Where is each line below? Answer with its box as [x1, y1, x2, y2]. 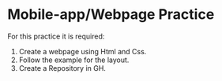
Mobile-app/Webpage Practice [7, 6, 215, 24]
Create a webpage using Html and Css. [18, 46, 147, 56]
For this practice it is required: [7, 31, 105, 41]
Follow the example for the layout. [18, 55, 130, 64]
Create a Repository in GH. [18, 63, 106, 72]
